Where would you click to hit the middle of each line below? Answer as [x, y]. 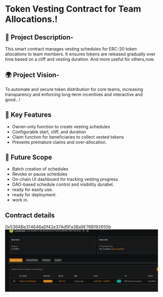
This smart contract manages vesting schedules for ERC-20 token [71, 49]
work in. [20, 200]
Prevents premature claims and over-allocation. [59, 142]
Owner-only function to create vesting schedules [61, 126]
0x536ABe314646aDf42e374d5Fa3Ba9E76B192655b [58, 227]
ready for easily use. [33, 190]
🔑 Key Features [28, 115]
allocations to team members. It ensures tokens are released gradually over [80, 54]
